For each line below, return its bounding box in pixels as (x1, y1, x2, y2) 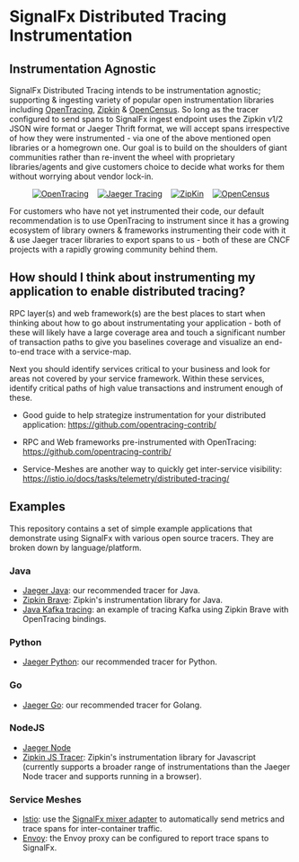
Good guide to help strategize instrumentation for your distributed (22, 409, 267, 420)
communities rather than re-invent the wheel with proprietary (9, 152, 235, 163)
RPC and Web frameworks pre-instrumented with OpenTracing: (22, 436, 258, 447)
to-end (9, 346, 35, 357)
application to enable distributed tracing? (9, 284, 246, 299)
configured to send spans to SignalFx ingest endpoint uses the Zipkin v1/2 (9, 114, 284, 124)
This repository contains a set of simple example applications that (9, 523, 253, 534)
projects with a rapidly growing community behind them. (9, 244, 218, 254)
